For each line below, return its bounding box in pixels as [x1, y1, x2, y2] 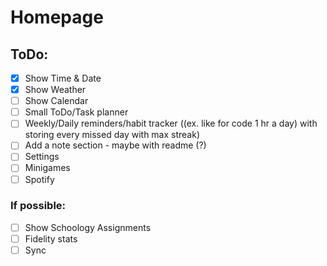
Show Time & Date [24, 72, 102, 84]
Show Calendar [24, 95, 89, 107]
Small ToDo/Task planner [24, 106, 129, 118]
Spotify [24, 173, 55, 185]
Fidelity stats [24, 232, 78, 245]
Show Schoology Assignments [24, 221, 152, 233]
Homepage [10, 6, 104, 29]
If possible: [10, 199, 67, 213]
